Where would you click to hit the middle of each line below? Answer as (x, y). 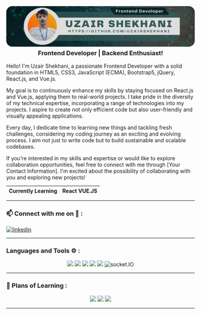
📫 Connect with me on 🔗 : (45, 214)
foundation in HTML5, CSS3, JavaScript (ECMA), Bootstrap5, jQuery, (91, 73)
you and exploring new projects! (46, 178)
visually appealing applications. (45, 116)
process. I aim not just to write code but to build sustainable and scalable (96, 140)
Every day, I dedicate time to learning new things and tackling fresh (89, 128)
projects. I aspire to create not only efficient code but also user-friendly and (100, 110)
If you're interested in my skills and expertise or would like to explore (91, 158)
